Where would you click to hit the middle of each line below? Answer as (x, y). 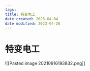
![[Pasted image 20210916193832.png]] (45, 63)
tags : (11, 10)
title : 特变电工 (20, 14)
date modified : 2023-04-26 (33, 23)
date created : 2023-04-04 (31, 19)
